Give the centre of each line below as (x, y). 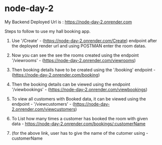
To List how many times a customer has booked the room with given (80, 118)
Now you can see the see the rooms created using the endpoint (75, 55)
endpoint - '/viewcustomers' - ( (43, 104)
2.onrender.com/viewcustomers (43, 109)
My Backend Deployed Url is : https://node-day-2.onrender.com (68, 22)
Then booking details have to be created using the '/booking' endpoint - (83, 70)
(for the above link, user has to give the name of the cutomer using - (80, 133)
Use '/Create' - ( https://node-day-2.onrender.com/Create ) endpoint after (84, 40)
